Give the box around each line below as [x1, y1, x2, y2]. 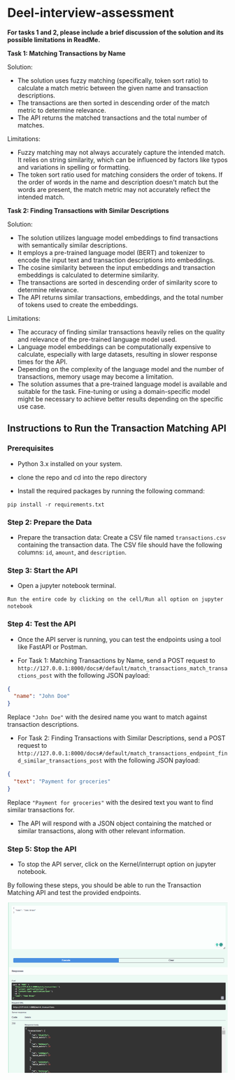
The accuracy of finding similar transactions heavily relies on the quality [17, 327, 225, 336]
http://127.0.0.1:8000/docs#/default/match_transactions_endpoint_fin [17, 750, 228, 758]
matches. [17, 121, 45, 129]
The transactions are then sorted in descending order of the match [17, 98, 210, 107]
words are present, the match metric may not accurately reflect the [17, 185, 211, 193]
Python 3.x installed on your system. [17, 459, 122, 467]
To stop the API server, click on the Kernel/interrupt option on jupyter [17, 860, 217, 868]
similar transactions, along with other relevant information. [17, 826, 185, 835]
